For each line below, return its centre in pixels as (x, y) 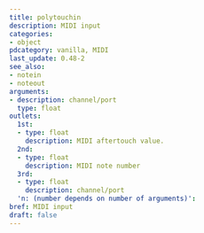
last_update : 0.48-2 (47, 58)
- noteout (27, 83)
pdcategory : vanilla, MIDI (59, 50)
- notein (25, 75)
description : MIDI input (55, 26)
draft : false (33, 215)
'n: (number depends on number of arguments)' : (107, 199)
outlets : (25, 116)
